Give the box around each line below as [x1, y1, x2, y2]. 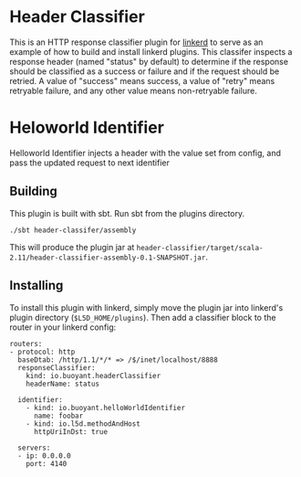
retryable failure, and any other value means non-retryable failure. [9, 85, 257, 96]
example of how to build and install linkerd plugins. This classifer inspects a [9, 46, 293, 57]
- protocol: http [9, 347, 76, 356]
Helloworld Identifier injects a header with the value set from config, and [9, 147, 281, 158]
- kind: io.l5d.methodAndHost [26, 419, 141, 429]
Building [9, 184, 57, 199]
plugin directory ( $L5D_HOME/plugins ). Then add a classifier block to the [9, 312, 276, 323]
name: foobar [33, 411, 84, 420]
